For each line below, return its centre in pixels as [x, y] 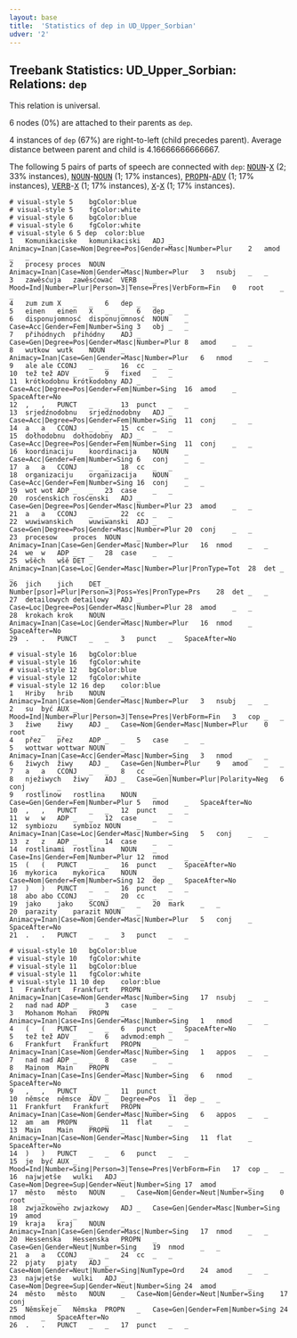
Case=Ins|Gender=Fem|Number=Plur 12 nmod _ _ [107, 858]
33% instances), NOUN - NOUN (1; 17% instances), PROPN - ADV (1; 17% [132, 176]
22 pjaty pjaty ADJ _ [59, 1263]
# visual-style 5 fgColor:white [75, 210]
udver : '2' [29, 34]
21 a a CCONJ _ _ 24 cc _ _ [91, 1255]
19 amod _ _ [43, 1216]
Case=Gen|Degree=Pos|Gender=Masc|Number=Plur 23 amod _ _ [131, 506]
